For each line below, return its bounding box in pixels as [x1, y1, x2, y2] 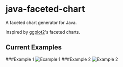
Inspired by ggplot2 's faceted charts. [5, 29, 80, 35]
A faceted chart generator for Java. [5, 20, 77, 25]
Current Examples [5, 43, 62, 52]
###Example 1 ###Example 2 [5, 56, 91, 62]
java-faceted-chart [5, 3, 85, 15]
